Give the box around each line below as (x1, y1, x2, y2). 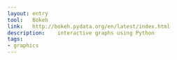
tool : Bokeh (7, 17, 49, 23)
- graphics (7, 42, 39, 49)
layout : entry (7, 10, 49, 17)
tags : (7, 36, 23, 43)
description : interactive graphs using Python (7, 29, 155, 37)
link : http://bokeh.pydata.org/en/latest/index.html (7, 23, 171, 30)
